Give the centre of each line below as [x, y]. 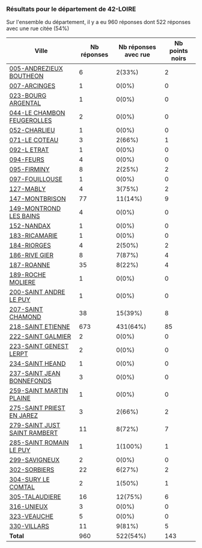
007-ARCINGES [32, 86]
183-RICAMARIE [34, 235]
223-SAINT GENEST [39, 346]
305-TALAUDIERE [35, 497]
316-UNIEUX [29, 506]
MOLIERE [23, 282]
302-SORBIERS [32, 470]
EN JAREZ [23, 416]
